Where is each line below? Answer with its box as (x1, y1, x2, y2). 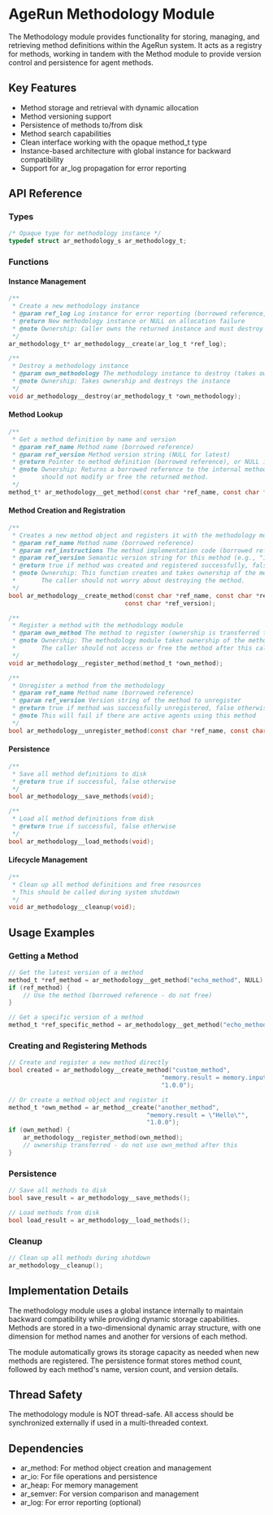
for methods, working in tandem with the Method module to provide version (8, 49, 262, 58)
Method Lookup (8, 409, 63, 419)
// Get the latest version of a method (8, 968, 144, 976)
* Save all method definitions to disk (11, 769, 148, 778)
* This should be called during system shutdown (11, 888, 180, 896)
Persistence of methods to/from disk (19, 119, 144, 130)
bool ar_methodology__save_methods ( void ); (8, 793, 154, 801)
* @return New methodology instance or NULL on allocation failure (11, 317, 245, 325)
